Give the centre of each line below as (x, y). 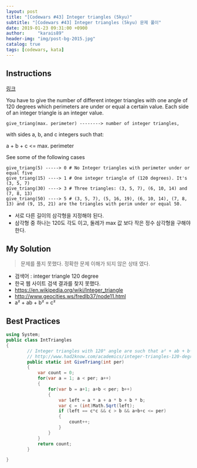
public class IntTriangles (39, 340)
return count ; (55, 444)
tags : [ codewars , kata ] (35, 50)
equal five (19, 173)
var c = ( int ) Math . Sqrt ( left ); (96, 406)
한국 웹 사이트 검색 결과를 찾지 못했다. (57, 284)
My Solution (29, 249)
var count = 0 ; (56, 373)
